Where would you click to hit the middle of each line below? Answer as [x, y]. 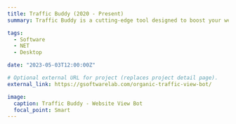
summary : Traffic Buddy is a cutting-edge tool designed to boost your [114, 20]
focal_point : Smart [42, 110]
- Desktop [28, 53]
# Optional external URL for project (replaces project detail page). [113, 78]
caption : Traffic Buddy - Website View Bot [78, 103]
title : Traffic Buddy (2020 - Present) [66, 14]
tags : [15, 33]
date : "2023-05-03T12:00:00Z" [52, 65]
